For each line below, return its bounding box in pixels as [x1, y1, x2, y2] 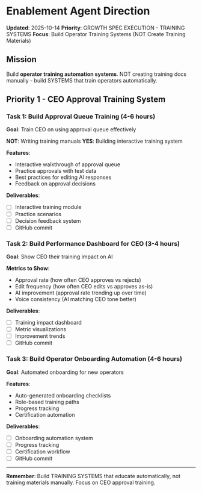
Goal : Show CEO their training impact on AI [6, 253, 113, 260]
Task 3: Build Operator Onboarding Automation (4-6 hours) [6, 355, 182, 363]
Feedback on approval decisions [14, 180, 96, 187]
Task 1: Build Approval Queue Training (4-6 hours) [6, 113, 156, 121]
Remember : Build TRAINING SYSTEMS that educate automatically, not [6, 472, 181, 479]
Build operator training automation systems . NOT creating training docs [6, 70, 187, 78]
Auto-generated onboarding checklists [14, 391, 111, 399]
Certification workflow [14, 447, 70, 455]
